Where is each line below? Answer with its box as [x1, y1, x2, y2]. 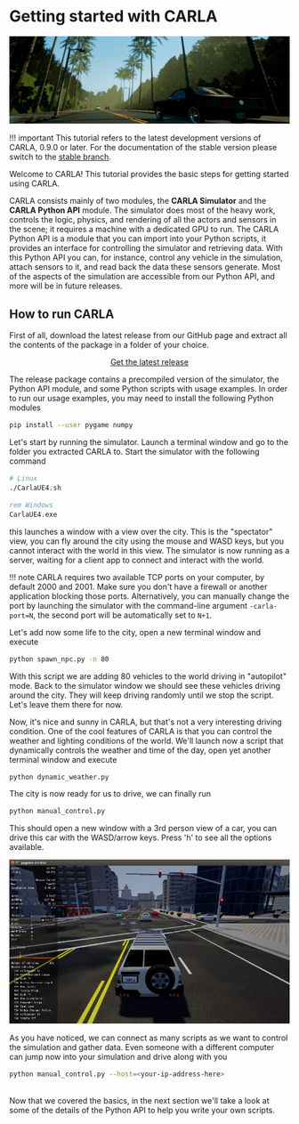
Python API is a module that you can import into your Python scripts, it [9, 233, 267, 244]
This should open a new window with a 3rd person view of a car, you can [9, 823, 278, 834]
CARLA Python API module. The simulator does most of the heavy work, [9, 205, 276, 215]
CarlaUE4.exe [9, 510, 58, 519]
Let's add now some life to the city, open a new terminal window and [9, 627, 261, 637]
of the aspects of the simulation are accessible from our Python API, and [9, 271, 276, 282]
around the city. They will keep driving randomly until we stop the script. [9, 690, 274, 700]
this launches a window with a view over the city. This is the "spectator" [9, 526, 273, 537]
